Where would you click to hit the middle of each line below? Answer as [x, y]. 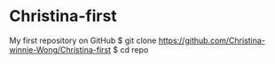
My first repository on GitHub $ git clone [83, 40]
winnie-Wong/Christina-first [60, 49]
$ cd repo [131, 49]
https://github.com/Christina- [212, 40]
